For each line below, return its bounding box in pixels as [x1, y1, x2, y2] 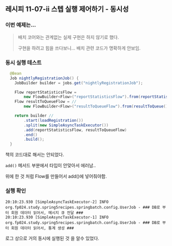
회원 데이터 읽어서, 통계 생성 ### [11, 226, 74, 231]
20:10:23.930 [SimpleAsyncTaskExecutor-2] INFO [5, 199, 109, 205]
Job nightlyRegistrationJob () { [10, 76, 79, 81]
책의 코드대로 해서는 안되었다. [5, 151, 64, 158]
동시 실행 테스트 [5, 59, 42, 66]
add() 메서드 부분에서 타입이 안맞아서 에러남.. [5, 163, 96, 169]
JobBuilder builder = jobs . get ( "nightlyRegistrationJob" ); [14, 80, 143, 85]
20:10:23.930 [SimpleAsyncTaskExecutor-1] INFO [5, 214, 109, 220]
